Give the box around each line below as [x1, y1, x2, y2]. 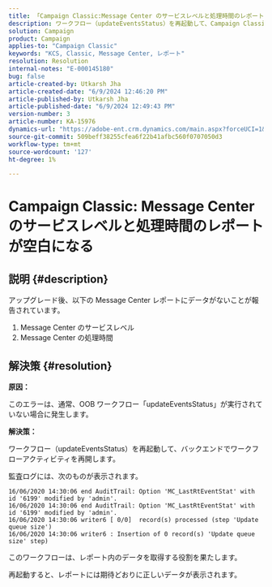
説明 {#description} [8, 272, 109, 286]
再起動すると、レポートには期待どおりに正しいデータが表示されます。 [8, 570, 242, 580]
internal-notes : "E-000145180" [8, 65, 114, 73]
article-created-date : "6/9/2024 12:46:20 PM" [8, 87, 168, 96]
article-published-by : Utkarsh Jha [8, 95, 129, 103]
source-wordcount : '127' [8, 148, 92, 156]
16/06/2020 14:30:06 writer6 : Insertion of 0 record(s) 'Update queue [8, 530, 255, 538]
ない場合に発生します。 [15, 409, 93, 419]
